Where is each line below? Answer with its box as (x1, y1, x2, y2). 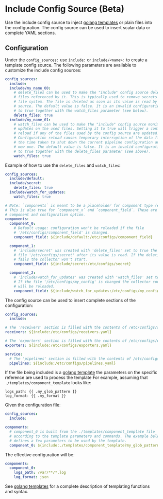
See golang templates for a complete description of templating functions (5, 483, 150, 489)
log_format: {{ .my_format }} (5, 393, 66, 398)
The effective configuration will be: (5, 451, 75, 458)
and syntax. (5, 489, 29, 494)
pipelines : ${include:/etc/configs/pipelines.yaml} (9, 361, 116, 366)
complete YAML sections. (5, 30, 56, 36)
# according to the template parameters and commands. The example (9, 434, 149, 439)
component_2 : (9, 270, 36, 275)
